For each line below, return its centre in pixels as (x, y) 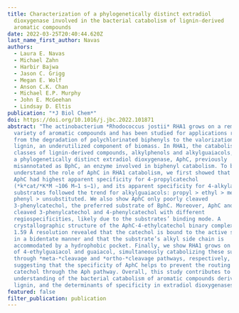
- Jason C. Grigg (39, 73)
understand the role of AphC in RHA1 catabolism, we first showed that (122, 173)
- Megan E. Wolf (38, 80)
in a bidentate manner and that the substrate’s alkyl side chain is (119, 239)
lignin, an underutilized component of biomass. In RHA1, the (108, 147)
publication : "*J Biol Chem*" (52, 113)
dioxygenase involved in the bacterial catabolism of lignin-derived (119, 21)
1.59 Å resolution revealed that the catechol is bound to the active (121, 232)
